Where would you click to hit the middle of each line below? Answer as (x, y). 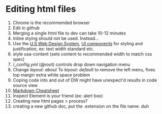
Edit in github (26, 28)
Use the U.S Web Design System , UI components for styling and (78, 43)
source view (25, 85)
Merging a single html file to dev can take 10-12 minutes (69, 33)
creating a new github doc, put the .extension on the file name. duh (81, 106)
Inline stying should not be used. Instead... (56, 38)
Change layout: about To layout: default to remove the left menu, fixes (84, 69)
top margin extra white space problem (51, 75)
